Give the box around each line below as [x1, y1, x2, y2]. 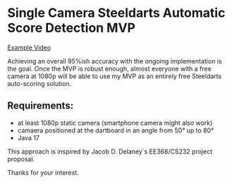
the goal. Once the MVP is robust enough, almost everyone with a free [7, 64, 212, 73]
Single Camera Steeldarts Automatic [7, 5, 226, 21]
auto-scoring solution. [7, 79, 72, 87]
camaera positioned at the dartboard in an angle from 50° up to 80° [17, 125, 214, 135]
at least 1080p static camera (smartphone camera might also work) [17, 118, 213, 127]
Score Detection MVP [7, 20, 136, 36]
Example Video [7, 43, 51, 51]
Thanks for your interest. [7, 168, 79, 177]
